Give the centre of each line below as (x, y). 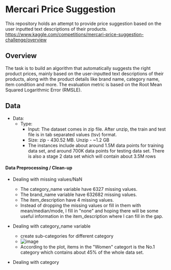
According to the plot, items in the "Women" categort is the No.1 (88, 247)
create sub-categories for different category (67, 236)
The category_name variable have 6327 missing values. (79, 189)
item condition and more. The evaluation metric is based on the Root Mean (84, 84)
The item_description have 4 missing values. (67, 200)
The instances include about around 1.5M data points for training (96, 145)
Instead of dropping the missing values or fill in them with (81, 205)
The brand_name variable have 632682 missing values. (79, 194)
